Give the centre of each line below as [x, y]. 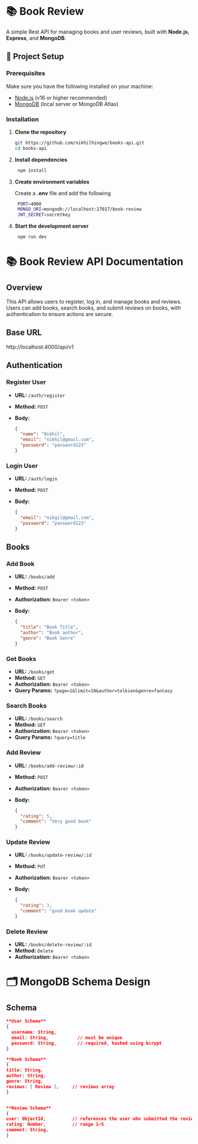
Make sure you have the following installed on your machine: [80, 86]
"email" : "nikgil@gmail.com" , [57, 518]
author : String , [26, 1076]
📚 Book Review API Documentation [95, 262]
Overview [24, 287]
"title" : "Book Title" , [49, 627]
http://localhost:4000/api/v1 [40, 347]
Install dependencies [41, 159]
